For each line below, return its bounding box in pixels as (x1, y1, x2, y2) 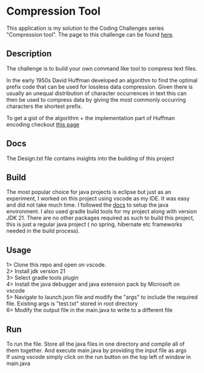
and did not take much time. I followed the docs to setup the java (6, 201, 169, 208)
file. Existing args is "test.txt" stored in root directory (6, 300, 138, 307)
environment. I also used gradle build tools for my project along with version (6, 208, 197, 215)
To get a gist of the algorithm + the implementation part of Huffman (6, 114, 175, 121)
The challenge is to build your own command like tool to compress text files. (6, 65, 197, 72)
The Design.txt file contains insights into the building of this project (6, 154, 175, 162)
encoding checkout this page (6, 121, 80, 128)
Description (6, 49, 52, 59)
